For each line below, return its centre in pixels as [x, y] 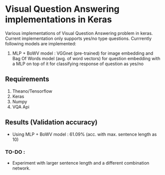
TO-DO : [15, 152]
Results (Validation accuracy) [51, 122]
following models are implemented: [41, 43]
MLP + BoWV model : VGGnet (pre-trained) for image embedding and [83, 53]
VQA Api [21, 106]
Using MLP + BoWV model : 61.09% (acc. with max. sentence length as [84, 134]
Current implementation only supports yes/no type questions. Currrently [78, 38]
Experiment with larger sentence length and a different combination [81, 163]
